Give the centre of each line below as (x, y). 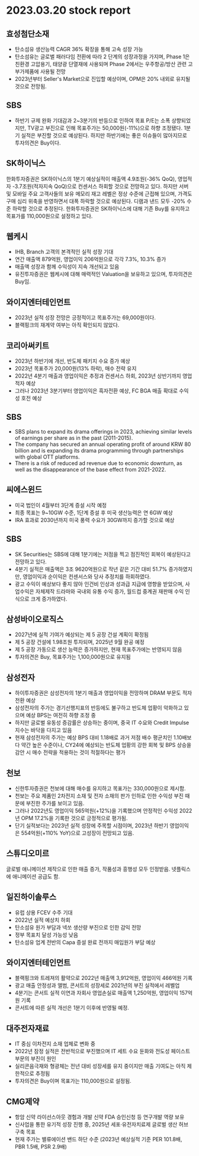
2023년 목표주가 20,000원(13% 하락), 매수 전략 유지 (76, 369)
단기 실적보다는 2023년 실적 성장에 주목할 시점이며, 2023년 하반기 (92, 825)
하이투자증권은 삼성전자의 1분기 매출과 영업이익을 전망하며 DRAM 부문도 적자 (103, 693)
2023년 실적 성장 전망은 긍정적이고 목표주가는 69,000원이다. (85, 318)
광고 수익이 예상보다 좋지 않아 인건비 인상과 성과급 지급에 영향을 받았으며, (99, 584)
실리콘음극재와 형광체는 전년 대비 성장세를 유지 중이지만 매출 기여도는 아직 (100, 1066)
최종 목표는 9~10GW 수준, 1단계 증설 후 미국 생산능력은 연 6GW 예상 (94, 513)
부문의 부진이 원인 (35, 1058)
